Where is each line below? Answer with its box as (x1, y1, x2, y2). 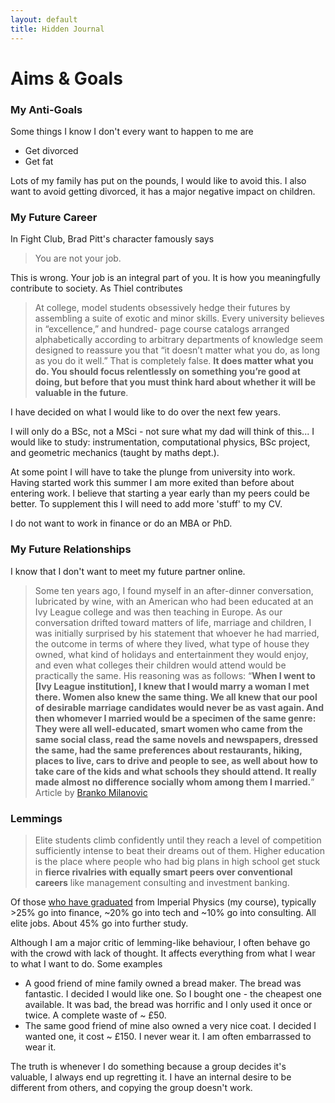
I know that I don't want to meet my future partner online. (10, 565, 246, 577)
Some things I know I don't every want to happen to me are (10, 125, 254, 137)
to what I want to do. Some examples (10, 957, 163, 970)
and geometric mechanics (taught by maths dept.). (10, 447, 220, 459)
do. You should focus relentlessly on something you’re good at (34, 366, 301, 378)
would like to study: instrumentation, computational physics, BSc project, (10, 436, 311, 448)
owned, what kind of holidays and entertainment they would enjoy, (34, 648, 309, 660)
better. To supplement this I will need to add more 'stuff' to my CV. (10, 498, 283, 510)
